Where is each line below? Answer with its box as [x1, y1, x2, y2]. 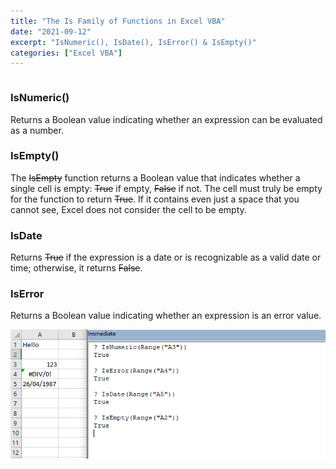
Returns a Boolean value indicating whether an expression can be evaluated [10, 113, 323, 125]
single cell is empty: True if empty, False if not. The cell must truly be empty [10, 182, 323, 194]
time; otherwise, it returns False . [10, 262, 143, 274]
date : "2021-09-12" [10, 26, 92, 37]
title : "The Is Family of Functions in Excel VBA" [10, 16, 226, 26]
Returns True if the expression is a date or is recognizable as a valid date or [10, 251, 322, 264]
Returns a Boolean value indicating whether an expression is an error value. [10, 310, 322, 322]
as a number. [10, 124, 64, 136]
